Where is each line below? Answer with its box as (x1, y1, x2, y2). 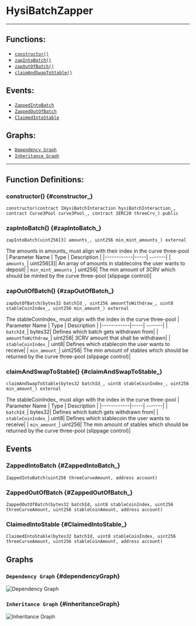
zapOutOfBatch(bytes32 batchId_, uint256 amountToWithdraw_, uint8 (6, 300, 174, 306)
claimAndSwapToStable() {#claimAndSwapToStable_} (6, 367, 163, 375)
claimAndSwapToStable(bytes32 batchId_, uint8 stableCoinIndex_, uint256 (6, 381, 190, 386)
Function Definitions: (6, 174, 85, 185)
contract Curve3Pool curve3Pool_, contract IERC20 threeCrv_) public (6, 210, 179, 217)
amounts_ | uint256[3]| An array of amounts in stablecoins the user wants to (6, 260, 185, 267)
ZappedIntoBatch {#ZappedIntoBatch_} (6, 462, 121, 470)
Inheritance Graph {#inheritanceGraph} (6, 600, 120, 608)
